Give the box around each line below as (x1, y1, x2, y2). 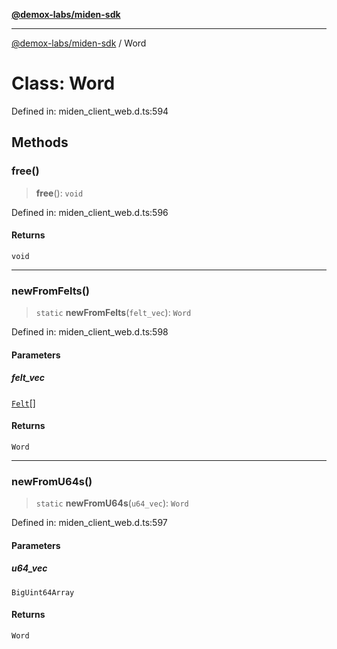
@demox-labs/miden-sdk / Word (11, 37, 147, 49)
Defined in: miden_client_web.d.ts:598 (11, 326, 169, 338)
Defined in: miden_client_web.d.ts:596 (11, 206, 169, 218)
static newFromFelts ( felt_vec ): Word (35, 307, 192, 319)
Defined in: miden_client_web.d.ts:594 (11, 105, 169, 117)
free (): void (35, 187, 84, 199)
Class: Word (11, 72, 116, 95)
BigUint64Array (11, 587, 75, 598)
